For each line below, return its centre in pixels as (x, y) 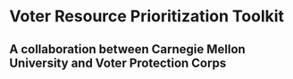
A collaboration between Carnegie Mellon (127, 49)
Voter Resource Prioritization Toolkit (146, 16)
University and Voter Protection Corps (118, 63)
